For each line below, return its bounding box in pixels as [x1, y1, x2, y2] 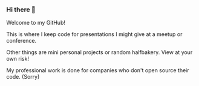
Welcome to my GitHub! [6, 19, 65, 26]
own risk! [6, 55, 29, 63]
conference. [6, 37, 37, 45]
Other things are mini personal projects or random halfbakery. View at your [6, 49, 193, 56]
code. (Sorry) [6, 73, 40, 81]
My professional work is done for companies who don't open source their [6, 67, 189, 74]
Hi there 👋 [6, 5, 36, 14]
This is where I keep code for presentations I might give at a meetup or [6, 31, 183, 38]
